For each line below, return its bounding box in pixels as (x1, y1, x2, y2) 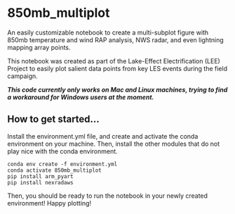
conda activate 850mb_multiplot (7, 167, 102, 174)
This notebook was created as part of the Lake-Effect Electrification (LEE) (7, 56, 221, 65)
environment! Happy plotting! (7, 199, 92, 207)
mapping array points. (7, 43, 72, 51)
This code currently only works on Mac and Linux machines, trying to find (7, 85, 228, 94)
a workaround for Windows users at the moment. (7, 93, 154, 101)
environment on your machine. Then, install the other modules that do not (7, 139, 220, 148)
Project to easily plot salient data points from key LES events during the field (7, 64, 228, 73)
